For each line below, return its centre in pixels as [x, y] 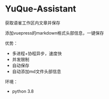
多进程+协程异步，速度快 [37, 53]
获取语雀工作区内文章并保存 [33, 23]
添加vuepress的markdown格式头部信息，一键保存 [54, 33]
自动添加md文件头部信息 [37, 71]
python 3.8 [23, 91]
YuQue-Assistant [41, 9]
